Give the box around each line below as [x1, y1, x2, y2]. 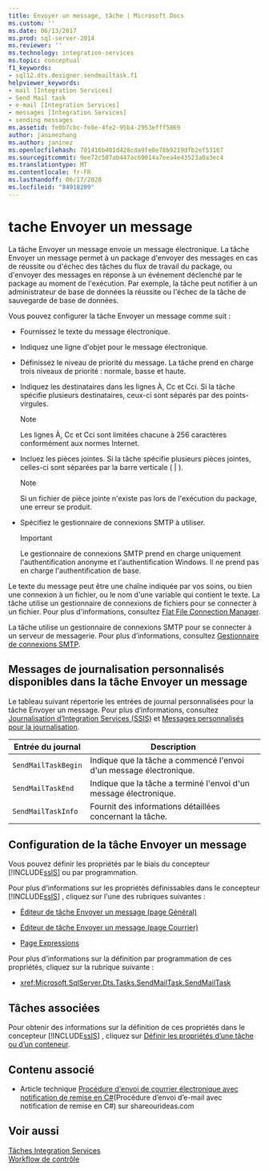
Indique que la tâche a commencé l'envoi [90, 755, 244, 766]
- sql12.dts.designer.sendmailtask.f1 [8, 71, 138, 79]
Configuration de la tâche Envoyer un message [8, 837, 247, 851]
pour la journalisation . [8, 722, 80, 731]
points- [225, 390, 250, 399]
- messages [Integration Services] [8, 109, 127, 117]
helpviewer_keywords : [8, 79, 81, 87]
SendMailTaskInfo [12, 807, 78, 816]
